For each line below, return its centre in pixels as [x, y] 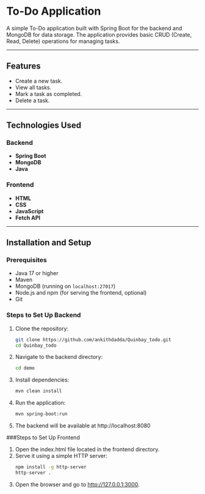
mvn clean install [38, 391]
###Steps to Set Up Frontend [43, 438]
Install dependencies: [42, 380]
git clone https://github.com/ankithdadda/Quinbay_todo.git [93, 340]
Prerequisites [27, 260]
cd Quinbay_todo [36, 345]
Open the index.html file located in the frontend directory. [87, 449]
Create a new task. [39, 81]
